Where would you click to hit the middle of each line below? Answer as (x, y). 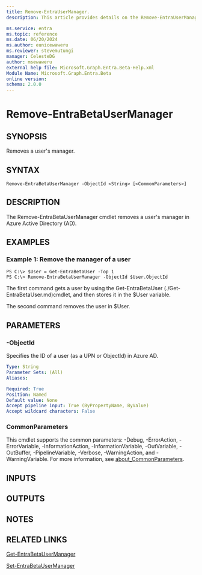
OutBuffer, (19, 453)
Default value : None (32, 400)
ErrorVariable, (23, 446)
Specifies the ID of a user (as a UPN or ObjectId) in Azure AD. (82, 356)
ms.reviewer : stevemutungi (40, 51)
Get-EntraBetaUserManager (41, 554)
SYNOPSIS (27, 136)
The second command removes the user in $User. (68, 307)
